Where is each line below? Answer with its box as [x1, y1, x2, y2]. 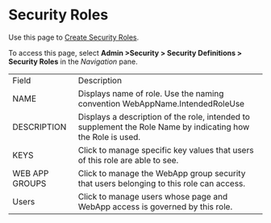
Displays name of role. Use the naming [77, 87, 224, 99]
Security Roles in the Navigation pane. [8, 57, 139, 66]
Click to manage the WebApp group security [77, 167, 246, 179]
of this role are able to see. [77, 154, 179, 166]
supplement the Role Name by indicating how [77, 121, 250, 133]
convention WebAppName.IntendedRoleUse [77, 98, 244, 109]
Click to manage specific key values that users [77, 144, 254, 155]
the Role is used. [77, 131, 141, 142]
